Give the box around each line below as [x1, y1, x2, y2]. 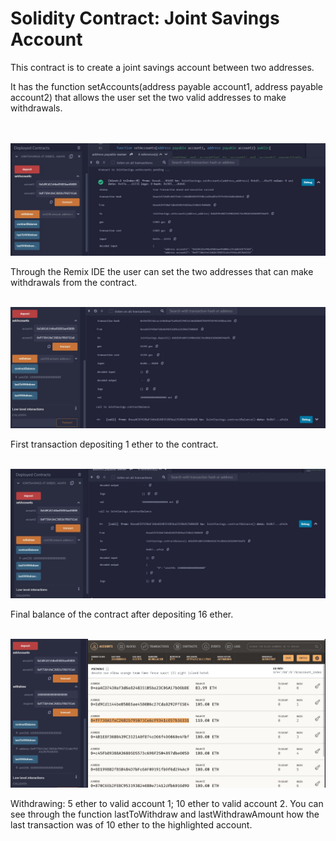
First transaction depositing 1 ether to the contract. [10, 438, 219, 450]
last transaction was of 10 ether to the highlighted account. [10, 819, 253, 831]
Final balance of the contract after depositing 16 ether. [10, 608, 234, 620]
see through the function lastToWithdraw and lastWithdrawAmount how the [10, 808, 320, 821]
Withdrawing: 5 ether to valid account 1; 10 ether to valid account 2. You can [10, 798, 324, 810]
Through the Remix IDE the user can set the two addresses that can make [10, 266, 314, 278]
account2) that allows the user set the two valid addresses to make [10, 91, 287, 103]
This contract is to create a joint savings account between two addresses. [10, 61, 315, 73]
